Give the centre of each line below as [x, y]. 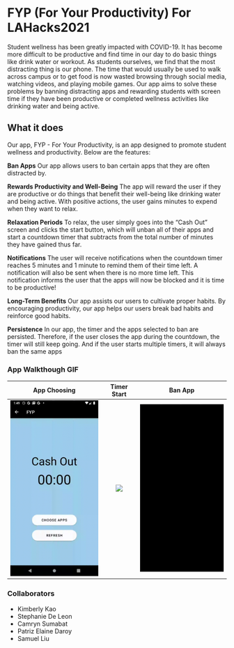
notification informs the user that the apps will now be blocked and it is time [116, 280]
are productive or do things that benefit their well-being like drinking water [114, 193]
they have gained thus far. [45, 244]
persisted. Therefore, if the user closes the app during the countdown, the [114, 336]
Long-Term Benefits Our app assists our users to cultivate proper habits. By [117, 301]
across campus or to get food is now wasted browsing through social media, [117, 76]
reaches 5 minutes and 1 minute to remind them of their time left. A [103, 265]
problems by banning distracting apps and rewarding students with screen [114, 91]
